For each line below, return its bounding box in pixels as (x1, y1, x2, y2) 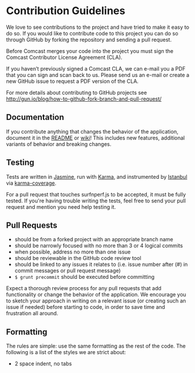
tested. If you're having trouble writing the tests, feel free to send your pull (6, 197, 186, 204)
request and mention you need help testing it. (6, 203, 116, 210)
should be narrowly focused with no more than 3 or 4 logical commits (14, 242, 183, 249)
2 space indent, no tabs (14, 360, 72, 367)
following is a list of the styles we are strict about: (6, 349, 126, 356)
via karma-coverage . (6, 179, 57, 186)
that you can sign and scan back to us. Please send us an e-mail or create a (6, 71, 190, 78)
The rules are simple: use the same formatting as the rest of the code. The (6, 342, 186, 349)
